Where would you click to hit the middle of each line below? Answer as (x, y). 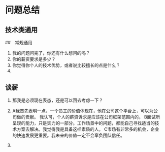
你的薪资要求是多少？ (34, 59)
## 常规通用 (19, 43)
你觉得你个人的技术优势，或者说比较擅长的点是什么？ (66, 65)
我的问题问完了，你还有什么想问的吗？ (51, 53)
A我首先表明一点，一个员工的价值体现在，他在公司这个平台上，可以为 (83, 111)
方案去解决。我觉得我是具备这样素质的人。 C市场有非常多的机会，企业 (88, 129)
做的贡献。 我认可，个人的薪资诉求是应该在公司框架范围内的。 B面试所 (88, 117)
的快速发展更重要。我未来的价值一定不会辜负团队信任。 (68, 135)
